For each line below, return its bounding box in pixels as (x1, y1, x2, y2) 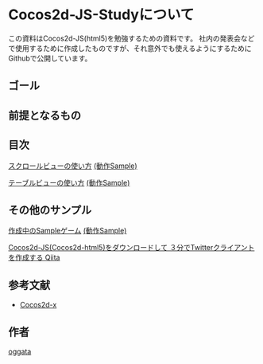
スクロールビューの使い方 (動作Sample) (8, 161, 137, 170)
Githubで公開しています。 (8, 53, 92, 63)
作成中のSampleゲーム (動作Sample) (8, 226, 127, 236)
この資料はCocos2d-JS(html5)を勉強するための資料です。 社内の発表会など (8, 33, 255, 43)
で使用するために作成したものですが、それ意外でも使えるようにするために (8, 43, 252, 53)
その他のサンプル (8, 203, 92, 217)
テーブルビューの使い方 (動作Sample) (8, 178, 130, 187)
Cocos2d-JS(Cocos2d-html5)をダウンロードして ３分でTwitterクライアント (8, 243, 255, 252)
